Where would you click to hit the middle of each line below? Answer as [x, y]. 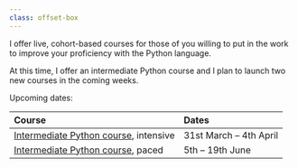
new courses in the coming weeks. [74, 80]
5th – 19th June [217, 150]
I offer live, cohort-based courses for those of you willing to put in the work [149, 43]
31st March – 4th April [231, 135]
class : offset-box [44, 18]
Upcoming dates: [42, 98]
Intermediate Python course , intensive [94, 135]
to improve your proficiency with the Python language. [111, 53]
